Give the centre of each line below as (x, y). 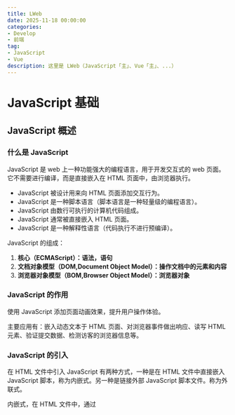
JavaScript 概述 (42, 131)
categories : (25, 27)
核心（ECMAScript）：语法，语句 (65, 257)
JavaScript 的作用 (38, 295)
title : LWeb (25, 14)
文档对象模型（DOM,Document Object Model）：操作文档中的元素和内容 (122, 266)
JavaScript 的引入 (38, 355)
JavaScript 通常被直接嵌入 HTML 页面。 (75, 219)
